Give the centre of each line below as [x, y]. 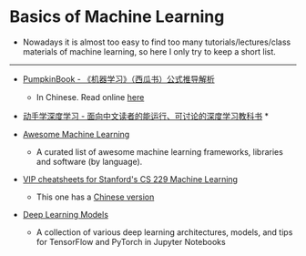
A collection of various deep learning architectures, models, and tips [164, 232]
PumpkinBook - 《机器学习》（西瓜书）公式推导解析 [119, 78]
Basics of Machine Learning [117, 17]
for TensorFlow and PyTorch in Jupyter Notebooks [131, 241]
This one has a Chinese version [95, 197]
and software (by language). [89, 161]
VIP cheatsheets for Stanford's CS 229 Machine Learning [130, 179]
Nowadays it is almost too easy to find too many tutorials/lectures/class [157, 42]
